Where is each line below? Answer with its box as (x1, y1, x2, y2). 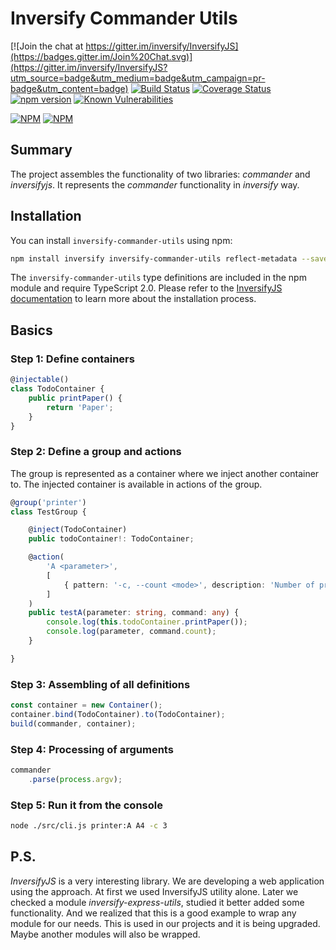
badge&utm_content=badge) (10, 82, 129, 94)
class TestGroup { (10, 507, 87, 517)
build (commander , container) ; (10, 718, 137, 729)
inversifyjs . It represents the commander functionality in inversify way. (10, 178, 300, 191)
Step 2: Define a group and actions (10, 445, 182, 459)
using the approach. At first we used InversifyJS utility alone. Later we (10, 885, 299, 897)
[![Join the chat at (10, 40, 84, 52)
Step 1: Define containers (10, 352, 135, 366)
